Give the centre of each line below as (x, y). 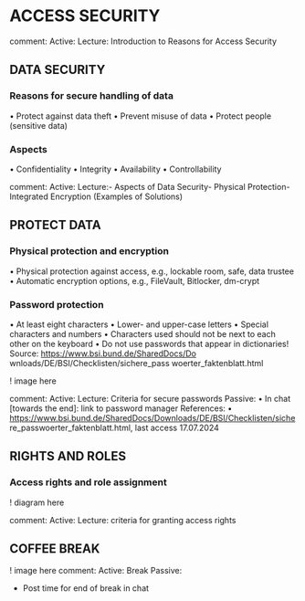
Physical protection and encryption (89, 251)
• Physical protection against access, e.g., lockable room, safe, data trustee (152, 271)
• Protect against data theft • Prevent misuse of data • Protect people (141, 116)
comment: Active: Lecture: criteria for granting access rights (123, 520)
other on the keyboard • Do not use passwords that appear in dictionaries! (149, 343)
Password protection (57, 304)
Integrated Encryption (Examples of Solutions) (96, 196)
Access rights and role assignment (88, 482)
